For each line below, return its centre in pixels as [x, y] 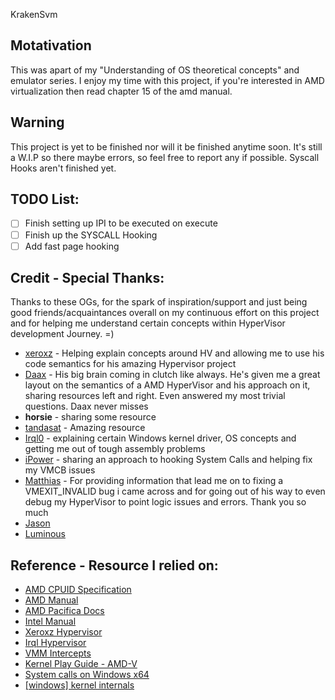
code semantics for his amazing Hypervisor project [130, 364]
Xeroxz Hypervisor [63, 632]
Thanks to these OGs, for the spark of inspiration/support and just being [159, 302]
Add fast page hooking [72, 246]
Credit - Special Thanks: [87, 278]
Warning [37, 122]
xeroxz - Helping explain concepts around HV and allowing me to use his [174, 353]
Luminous [45, 534]
